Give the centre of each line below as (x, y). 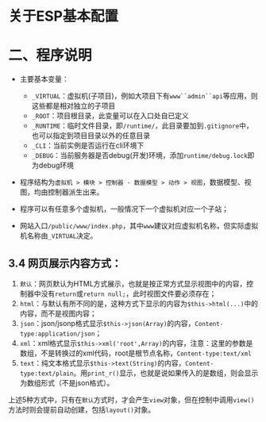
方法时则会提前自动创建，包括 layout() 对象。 (82, 409)
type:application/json (57, 334)
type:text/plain (46, 374)
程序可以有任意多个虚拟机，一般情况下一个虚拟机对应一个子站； (124, 209)
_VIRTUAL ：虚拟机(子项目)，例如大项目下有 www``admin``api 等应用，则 (145, 96)
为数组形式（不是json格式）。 (67, 382)
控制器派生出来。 (75, 192)
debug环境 (56, 165)
